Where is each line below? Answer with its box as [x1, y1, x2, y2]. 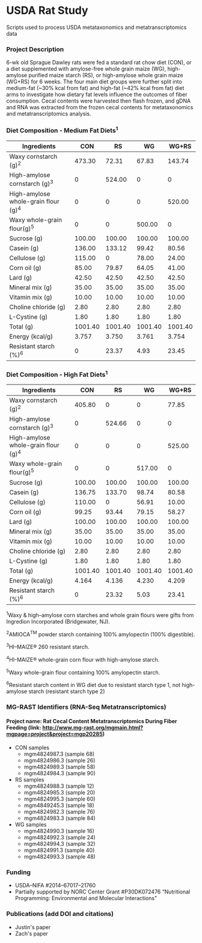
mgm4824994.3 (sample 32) [23, 840, 96, 848]
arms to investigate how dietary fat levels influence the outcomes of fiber [6, 91, 188, 98]
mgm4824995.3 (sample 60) [23, 795, 96, 803]
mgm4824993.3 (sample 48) [23, 853, 96, 860]
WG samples [14, 821, 47, 828]
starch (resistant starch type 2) [28, 688, 105, 695]
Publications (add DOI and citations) [6, 910, 114, 918]
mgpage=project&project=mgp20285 [6, 730, 103, 738]
